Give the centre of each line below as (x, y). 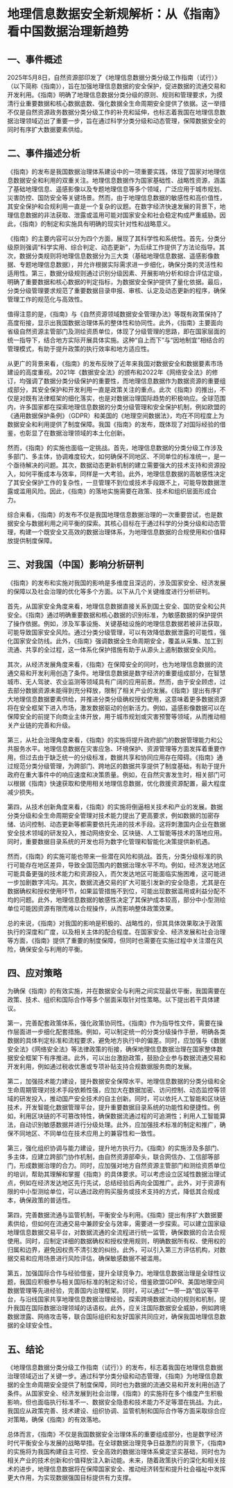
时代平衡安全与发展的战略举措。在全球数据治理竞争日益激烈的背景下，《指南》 (116, 1443)
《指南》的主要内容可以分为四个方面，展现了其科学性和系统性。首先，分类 (113, 238)
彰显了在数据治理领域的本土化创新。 (77, 433)
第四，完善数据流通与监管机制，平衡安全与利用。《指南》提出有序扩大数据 (112, 1215)
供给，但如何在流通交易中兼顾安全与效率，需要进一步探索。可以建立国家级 (119, 1224)
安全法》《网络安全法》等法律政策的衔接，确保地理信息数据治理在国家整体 (112, 1049)
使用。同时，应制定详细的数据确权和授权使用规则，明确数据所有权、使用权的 (116, 1241)
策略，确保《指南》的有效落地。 (59, 1420)
